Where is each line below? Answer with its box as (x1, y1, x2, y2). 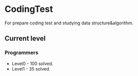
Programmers (4, 49, 39, 56)
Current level (4, 34, 46, 43)
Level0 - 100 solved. (11, 61, 53, 67)
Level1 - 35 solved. (11, 66, 50, 72)
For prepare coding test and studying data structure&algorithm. (4, 20, 134, 26)
